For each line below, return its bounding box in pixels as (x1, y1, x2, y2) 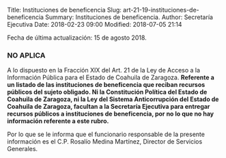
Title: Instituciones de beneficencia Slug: (7, 6, 122, 14)
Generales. (7, 145, 38, 153)
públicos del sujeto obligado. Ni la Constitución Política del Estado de (7, 88, 208, 96)
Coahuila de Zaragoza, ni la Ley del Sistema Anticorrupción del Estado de (7, 95, 219, 103)
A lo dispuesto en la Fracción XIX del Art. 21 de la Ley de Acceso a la (7, 66, 200, 75)
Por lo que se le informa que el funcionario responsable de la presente (7, 130, 205, 139)
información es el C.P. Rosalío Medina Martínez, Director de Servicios (7, 137, 203, 146)
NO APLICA (7, 51, 46, 60)
